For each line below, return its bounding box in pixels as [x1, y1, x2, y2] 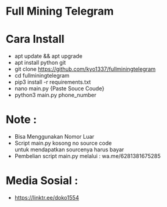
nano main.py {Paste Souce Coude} [14, 85, 105, 92]
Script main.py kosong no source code [14, 139, 112, 147]
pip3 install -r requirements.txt [14, 78, 91, 86]
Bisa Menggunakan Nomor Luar [14, 133, 95, 140]
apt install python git [14, 59, 66, 67]
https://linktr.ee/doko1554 [14, 194, 80, 201]
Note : [5, 113, 37, 126]
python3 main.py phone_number [14, 92, 97, 99]
